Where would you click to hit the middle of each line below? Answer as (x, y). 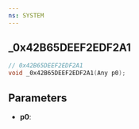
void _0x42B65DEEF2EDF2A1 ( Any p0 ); (67, 73)
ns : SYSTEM (26, 15)
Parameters (38, 98)
